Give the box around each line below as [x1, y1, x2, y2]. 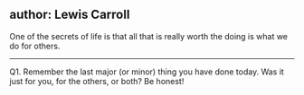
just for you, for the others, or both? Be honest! [9, 75, 185, 86]
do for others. [9, 40, 61, 51]
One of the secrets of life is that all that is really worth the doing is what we [9, 30, 288, 41]
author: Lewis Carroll [9, 7, 130, 22]
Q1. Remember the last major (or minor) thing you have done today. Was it [9, 66, 285, 77]
